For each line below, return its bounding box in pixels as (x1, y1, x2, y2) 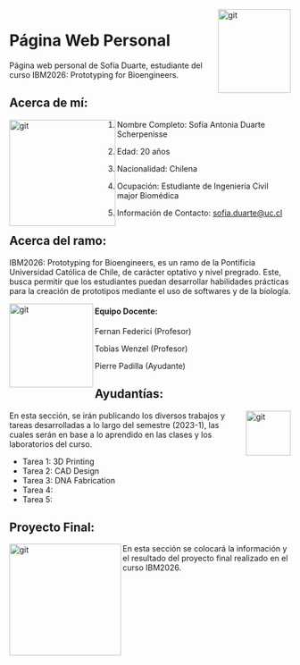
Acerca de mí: (9, 96, 88, 111)
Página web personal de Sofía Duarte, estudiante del (9, 60, 203, 71)
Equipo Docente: (95, 306, 158, 316)
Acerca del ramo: (9, 233, 107, 248)
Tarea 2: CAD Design (21, 465, 100, 476)
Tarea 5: (21, 493, 54, 504)
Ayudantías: (95, 386, 163, 401)
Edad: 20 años (117, 146, 171, 156)
